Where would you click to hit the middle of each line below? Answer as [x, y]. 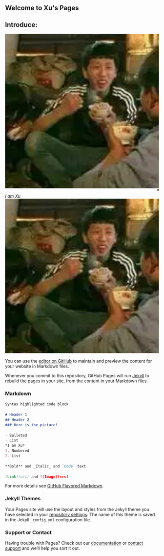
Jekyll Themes [23, 499]
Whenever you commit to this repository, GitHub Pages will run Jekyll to [77, 375]
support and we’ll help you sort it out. [42, 548]
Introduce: [21, 25]
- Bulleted [16, 435]
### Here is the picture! [31, 425]
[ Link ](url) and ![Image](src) [37, 477]
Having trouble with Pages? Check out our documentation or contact [74, 543]
